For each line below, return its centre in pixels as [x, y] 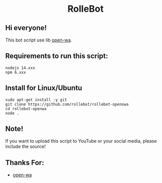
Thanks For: [25, 162]
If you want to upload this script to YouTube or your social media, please [81, 141]
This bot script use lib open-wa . [39, 40]
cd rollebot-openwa [26, 109]
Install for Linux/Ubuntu [44, 88]
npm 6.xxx [16, 72]
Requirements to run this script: [57, 56]
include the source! [25, 147]
